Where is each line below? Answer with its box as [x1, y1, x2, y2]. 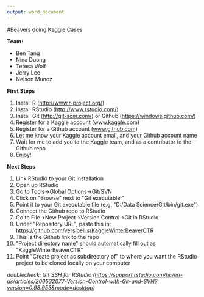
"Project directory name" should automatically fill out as [15, 240, 156, 247]
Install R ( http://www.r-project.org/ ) [15, 99, 105, 106]
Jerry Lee [15, 68, 40, 76]
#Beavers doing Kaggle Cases [7, 26, 83, 33]
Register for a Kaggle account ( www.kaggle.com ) [15, 119, 139, 126]
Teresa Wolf [15, 62, 46, 70]
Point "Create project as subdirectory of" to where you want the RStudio [15, 252, 197, 260]
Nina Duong [15, 56, 46, 63]
